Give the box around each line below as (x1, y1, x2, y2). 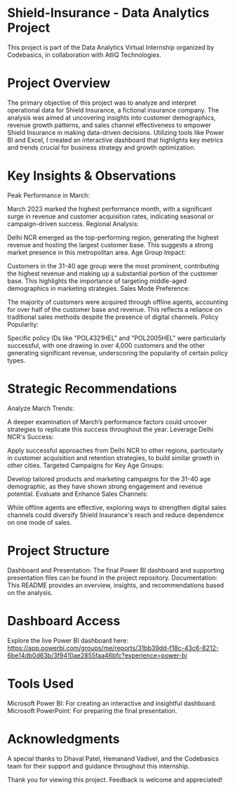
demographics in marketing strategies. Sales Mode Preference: (7, 284, 190, 292)
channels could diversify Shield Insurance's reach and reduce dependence (7, 511, 224, 519)
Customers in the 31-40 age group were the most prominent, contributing (7, 261, 220, 270)
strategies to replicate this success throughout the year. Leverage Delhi (7, 425, 214, 433)
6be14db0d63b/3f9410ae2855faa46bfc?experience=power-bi (7, 651, 187, 660)
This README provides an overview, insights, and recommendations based (7, 581, 224, 589)
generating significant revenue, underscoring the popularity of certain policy (7, 348, 228, 357)
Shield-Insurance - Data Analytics (7, 5, 210, 21)
